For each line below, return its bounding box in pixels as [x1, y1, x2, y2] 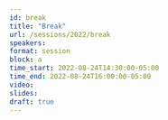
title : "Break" [9, 22, 67, 31]
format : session [9, 47, 70, 56]
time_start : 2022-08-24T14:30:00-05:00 [9, 64, 160, 73]
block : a [9, 55, 42, 64]
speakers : [9, 38, 47, 48]
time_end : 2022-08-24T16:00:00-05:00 [9, 72, 152, 81]
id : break [9, 13, 47, 23]
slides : [9, 88, 39, 97]
